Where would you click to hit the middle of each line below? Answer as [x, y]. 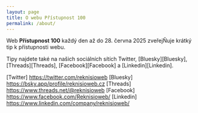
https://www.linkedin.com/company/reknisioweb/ [68, 103]
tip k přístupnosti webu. [36, 47]
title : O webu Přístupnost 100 [46, 18]
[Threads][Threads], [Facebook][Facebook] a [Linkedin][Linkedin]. [90, 65]
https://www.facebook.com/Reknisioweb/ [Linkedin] [72, 97]
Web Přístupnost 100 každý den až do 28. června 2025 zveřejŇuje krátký [99, 41]
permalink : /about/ [31, 23]
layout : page [23, 12]
